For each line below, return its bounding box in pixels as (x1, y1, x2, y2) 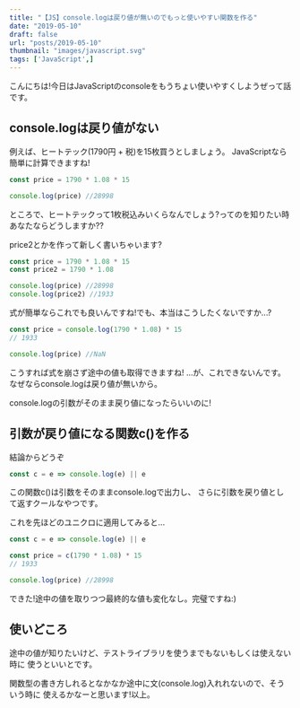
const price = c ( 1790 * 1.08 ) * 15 (9, 551, 142, 561)
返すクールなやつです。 (16, 498, 103, 509)
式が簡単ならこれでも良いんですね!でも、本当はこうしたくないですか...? (9, 307, 272, 319)
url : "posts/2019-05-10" (9, 38, 102, 48)
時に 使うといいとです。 (9, 659, 98, 669)
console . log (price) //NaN (9, 349, 106, 359)
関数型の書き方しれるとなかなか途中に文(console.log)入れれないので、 (9, 677, 270, 688)
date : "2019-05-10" (9, 22, 82, 31)
